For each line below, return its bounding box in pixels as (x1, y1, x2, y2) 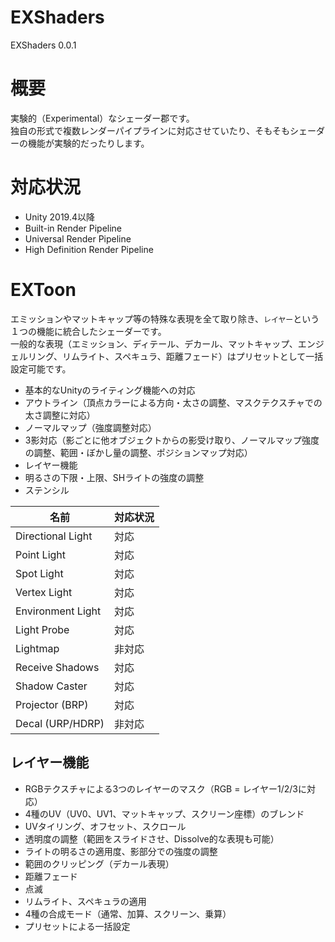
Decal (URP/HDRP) (15, 716, 105, 730)
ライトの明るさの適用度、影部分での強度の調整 (24, 845, 218, 857)
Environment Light (15, 604, 102, 618)
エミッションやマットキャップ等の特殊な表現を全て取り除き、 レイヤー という (10, 312, 320, 325)
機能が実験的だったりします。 (27, 137, 150, 149)
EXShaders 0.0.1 (10, 39, 77, 51)
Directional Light (15, 529, 93, 543)
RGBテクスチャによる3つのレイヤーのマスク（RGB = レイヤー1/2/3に (24, 782, 307, 795)
